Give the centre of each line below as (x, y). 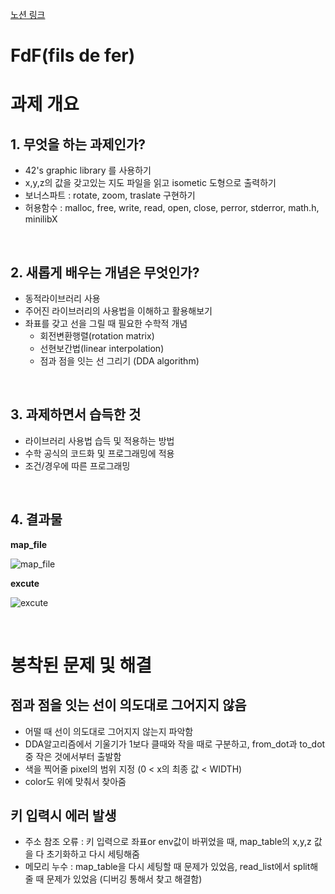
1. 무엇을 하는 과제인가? (78, 144)
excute (25, 583)
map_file (29, 544)
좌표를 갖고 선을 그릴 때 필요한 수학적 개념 (106, 323)
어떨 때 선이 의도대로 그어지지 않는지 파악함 (109, 731)
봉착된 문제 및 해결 (81, 665)
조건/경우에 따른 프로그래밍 (77, 465)
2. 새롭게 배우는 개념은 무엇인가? (105, 272)
